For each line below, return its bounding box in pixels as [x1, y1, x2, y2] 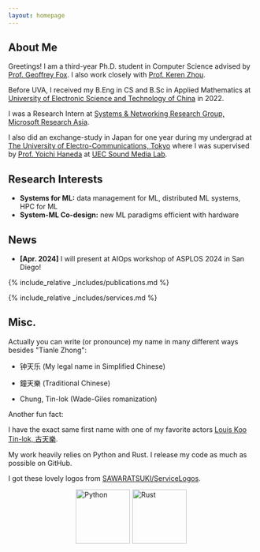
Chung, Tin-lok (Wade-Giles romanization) [19, 394, 158, 404]
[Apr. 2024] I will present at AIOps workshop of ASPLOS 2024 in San [19, 254, 245, 264]
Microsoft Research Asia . [8, 118, 90, 127]
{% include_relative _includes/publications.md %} [8, 278, 169, 287]
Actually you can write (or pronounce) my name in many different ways [8, 336, 239, 346]
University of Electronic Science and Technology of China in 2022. [8, 94, 225, 103]
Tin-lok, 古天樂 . [8, 434, 58, 443]
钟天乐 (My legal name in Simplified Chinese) [19, 361, 166, 371]
